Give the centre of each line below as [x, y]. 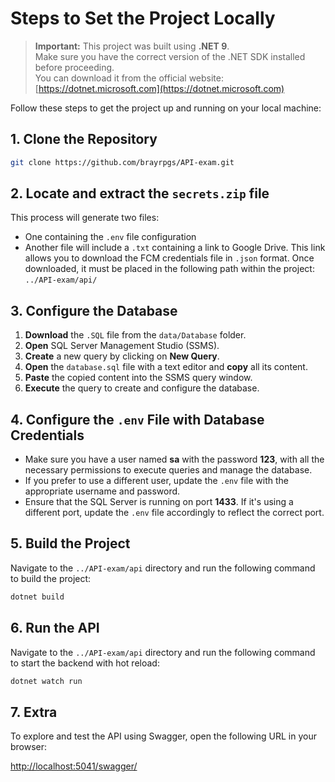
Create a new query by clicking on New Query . [122, 356]
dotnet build [37, 597]
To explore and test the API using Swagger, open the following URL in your [163, 736]
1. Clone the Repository [84, 139]
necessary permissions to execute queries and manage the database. [168, 470]
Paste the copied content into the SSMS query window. [138, 378]
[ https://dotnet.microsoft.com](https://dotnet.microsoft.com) [159, 88]
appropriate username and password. [102, 491]
